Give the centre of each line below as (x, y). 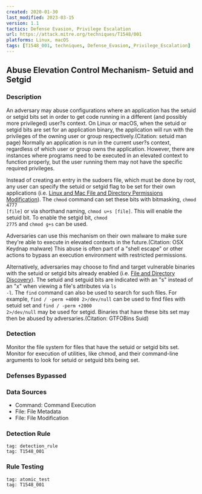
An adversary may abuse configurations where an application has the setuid (101, 110)
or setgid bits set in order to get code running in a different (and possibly (97, 116)
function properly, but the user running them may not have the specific (94, 162)
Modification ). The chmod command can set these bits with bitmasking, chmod (101, 199)
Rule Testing (25, 467)
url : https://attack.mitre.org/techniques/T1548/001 (74, 35)
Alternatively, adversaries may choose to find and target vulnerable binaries (101, 267)
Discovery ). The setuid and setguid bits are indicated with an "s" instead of (100, 279)
